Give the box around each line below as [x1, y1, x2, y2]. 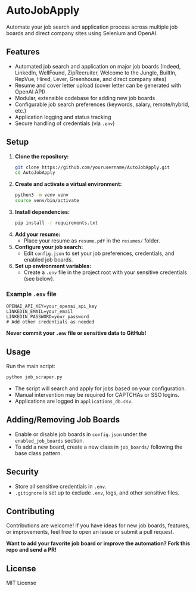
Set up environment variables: [14, 262, 92, 269]
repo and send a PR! [6, 546, 57, 553]
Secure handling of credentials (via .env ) [14, 120, 115, 127]
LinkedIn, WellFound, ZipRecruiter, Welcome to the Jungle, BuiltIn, [14, 69, 177, 76]
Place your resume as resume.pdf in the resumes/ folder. [23, 237, 160, 244]
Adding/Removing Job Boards [6, 415, 120, 425]
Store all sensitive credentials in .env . [14, 483, 107, 490]
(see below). [23, 275, 55, 282]
